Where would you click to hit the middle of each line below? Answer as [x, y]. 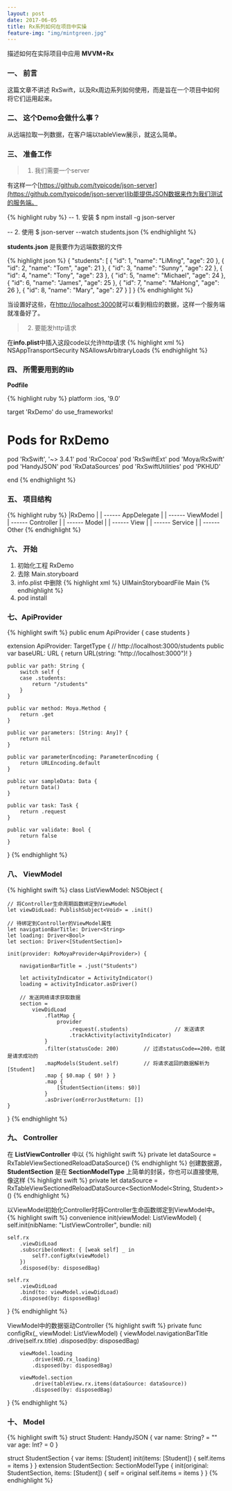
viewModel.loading [46, 1353]
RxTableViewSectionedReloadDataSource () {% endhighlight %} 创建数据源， [116, 1163]
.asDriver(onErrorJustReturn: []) [94, 1100]
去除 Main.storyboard [48, 574]
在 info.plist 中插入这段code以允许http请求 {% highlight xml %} [96, 343]
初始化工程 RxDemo [45, 565]
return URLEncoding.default [60, 764]
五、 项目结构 [29, 499]
